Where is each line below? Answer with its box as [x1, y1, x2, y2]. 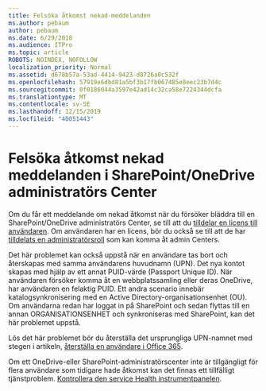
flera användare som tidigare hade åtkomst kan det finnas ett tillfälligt [8, 365, 235, 374]
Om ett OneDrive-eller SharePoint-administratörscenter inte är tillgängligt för [8, 357, 258, 366]
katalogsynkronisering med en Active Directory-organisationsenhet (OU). [8, 292, 248, 302]
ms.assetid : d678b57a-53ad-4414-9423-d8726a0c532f [8, 71, 179, 79]
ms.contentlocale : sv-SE [8, 100, 91, 108]
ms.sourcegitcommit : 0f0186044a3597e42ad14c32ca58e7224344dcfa [8, 85, 222, 94]
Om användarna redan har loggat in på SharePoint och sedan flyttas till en [8, 300, 250, 310]
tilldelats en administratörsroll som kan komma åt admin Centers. [8, 234, 220, 244]
